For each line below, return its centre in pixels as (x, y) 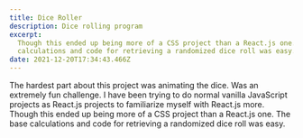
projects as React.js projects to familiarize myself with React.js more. (137, 104)
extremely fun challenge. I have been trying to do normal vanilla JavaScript (148, 95)
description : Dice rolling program (76, 26)
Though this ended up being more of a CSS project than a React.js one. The (150, 114)
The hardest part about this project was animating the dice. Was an (134, 85)
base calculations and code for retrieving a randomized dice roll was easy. (147, 124)
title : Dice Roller (46, 18)
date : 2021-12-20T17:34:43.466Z (70, 60)
